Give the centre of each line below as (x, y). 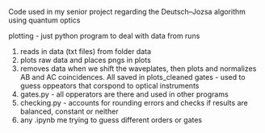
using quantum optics (44, 20)
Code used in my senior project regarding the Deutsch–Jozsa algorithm (127, 12)
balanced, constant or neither (69, 111)
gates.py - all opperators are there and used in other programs (124, 94)
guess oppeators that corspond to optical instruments (109, 85)
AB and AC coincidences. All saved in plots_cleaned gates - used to (132, 77)
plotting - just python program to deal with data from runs (104, 36)
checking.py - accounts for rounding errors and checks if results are (134, 103)
